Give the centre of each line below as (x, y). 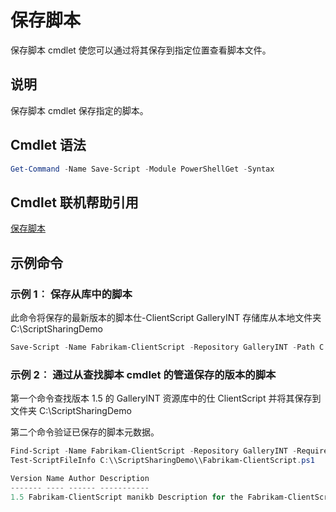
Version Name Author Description (80, 478)
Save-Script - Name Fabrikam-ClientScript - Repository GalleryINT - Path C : (169, 347)
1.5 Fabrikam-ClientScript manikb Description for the (127, 497)
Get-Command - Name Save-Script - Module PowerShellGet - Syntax (142, 169)
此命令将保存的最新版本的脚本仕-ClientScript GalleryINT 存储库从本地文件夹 (166, 317)
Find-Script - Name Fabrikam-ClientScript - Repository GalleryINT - (154, 451)
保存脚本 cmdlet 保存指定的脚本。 (79, 110)
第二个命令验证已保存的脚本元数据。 (85, 432)
